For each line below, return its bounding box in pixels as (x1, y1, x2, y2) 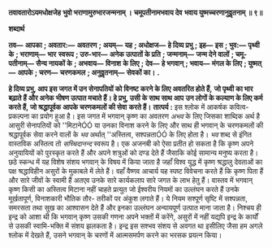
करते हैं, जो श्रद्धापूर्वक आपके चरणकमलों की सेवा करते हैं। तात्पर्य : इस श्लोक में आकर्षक (8, 102, 228, 111)
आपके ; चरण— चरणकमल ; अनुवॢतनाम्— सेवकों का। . (17, 67, 160, 77)
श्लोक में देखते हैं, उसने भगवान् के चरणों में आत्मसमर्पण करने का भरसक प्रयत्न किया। (8, 230, 222, 240)
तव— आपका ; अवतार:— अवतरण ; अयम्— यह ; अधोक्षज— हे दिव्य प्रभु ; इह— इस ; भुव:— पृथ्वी (8, 41, 260, 50)
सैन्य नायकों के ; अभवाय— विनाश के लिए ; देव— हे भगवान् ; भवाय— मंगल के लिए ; (36, 59, 247, 68)
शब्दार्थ (8, 24, 25, 33)
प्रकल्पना (8, 111, 30, 121)
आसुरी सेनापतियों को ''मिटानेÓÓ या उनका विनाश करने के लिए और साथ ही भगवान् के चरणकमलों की (8, 120, 264, 130)
